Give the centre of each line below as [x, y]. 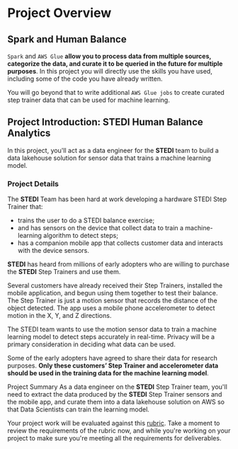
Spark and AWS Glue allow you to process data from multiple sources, [109, 56]
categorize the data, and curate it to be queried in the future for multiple [115, 64]
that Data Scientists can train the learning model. [79, 409]
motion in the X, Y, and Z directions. [59, 316]
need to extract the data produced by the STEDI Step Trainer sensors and [115, 394]
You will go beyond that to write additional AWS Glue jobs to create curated [116, 92]
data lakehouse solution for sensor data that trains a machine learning [109, 158]
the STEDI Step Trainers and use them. [64, 272]
